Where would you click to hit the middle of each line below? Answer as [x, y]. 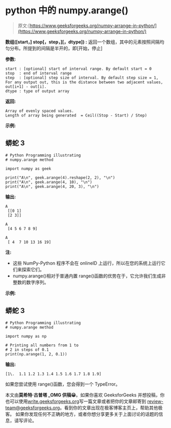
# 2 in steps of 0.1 [27, 350]
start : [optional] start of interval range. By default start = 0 [79, 69]
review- [155, 401]
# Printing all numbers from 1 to [42, 345]
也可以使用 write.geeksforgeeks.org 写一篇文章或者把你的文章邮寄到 [76, 401]
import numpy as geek [28, 169]
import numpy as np [26, 336]
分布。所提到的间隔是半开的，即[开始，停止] [56, 48]
